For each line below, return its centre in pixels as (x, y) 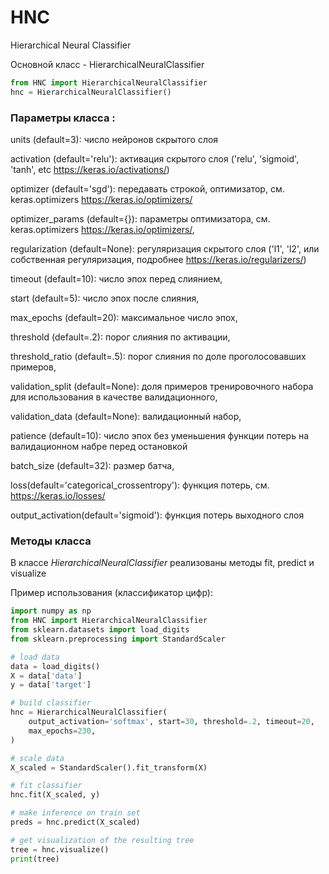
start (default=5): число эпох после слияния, (105, 298)
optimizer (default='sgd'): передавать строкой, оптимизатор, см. (147, 188)
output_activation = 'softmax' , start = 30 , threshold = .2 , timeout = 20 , (171, 722)
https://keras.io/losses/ (58, 495)
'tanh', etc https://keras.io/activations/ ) (90, 169)
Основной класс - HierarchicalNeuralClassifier (107, 64)
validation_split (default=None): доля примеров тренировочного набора (162, 386)
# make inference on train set (75, 813)
